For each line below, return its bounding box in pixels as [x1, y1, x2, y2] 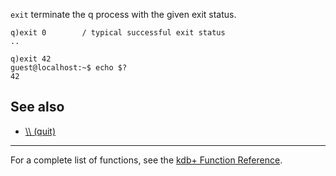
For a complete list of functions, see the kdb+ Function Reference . [10, 154, 283, 166]
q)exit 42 [10, 54, 52, 64]
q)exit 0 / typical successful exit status [10, 28, 226, 38]
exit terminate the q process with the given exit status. [10, 9, 237, 20]
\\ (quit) [24, 125, 57, 137]
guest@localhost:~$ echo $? [10, 63, 128, 73]
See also [10, 99, 65, 116]
